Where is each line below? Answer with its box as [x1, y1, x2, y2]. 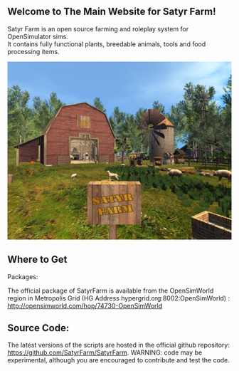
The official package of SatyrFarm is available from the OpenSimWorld [7, 286, 214, 295]
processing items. [7, 47, 60, 56]
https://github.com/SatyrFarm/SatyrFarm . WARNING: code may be [7, 348, 203, 357]
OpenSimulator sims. [7, 32, 69, 41]
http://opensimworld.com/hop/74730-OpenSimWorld [7, 301, 162, 310]
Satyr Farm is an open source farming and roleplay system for [7, 24, 189, 33]
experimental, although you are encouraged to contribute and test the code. [7, 356, 230, 365]
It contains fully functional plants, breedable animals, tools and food [7, 39, 206, 48]
